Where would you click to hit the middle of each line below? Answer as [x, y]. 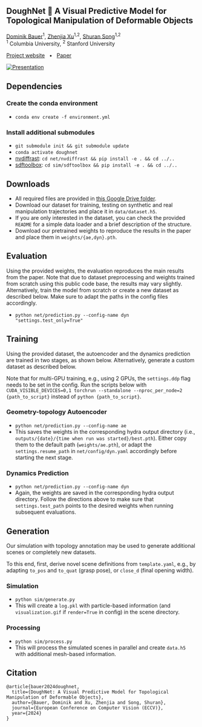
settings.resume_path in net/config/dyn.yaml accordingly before [96, 451]
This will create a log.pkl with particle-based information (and [93, 606]
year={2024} [27, 713]
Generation [28, 531]
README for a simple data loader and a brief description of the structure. [103, 224]
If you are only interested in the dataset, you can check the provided [100, 217]
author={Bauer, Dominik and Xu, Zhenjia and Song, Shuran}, [89, 703]
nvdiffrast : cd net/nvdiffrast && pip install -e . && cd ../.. [95, 159]
